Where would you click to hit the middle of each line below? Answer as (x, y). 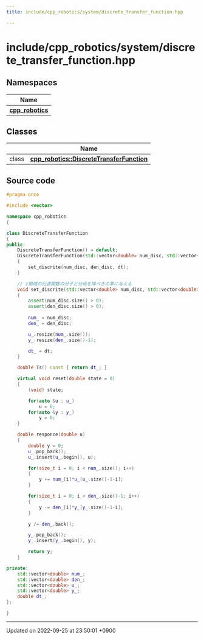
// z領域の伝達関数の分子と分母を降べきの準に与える (75, 283)
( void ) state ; (46, 390)
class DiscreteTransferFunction (47, 233)
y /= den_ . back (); (51, 524)
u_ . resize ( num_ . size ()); (59, 334)
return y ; (40, 552)
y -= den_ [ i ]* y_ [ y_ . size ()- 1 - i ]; (81, 507)
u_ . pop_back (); (47, 451)
